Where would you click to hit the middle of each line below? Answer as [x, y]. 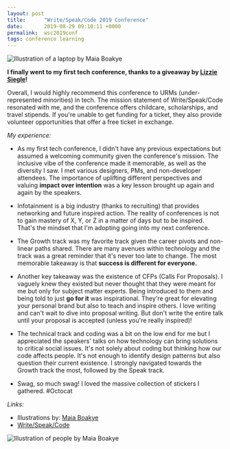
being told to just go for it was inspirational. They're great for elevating [117, 299]
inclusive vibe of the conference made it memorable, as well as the [112, 163]
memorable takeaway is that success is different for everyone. [107, 263]
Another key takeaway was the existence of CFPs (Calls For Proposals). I [120, 277]
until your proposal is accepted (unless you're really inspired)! [104, 320]
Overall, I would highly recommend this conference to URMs [92, 93]
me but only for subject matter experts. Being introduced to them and [115, 291]
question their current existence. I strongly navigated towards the [110, 363]
